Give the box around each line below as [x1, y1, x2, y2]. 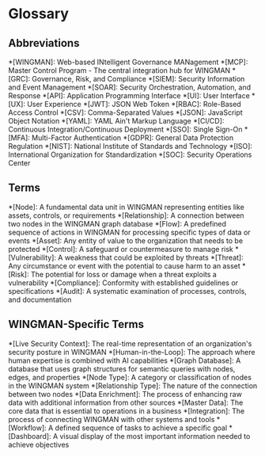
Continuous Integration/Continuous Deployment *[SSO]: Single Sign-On [8, 124, 243, 134]
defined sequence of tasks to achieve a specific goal [55, 423, 228, 432]
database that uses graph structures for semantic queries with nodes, [8, 364, 236, 373]
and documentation [8, 295, 72, 304]
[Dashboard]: [8, 431, 51, 440]
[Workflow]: [8, 423, 47, 432]
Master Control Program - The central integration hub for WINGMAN [8, 66, 231, 75]
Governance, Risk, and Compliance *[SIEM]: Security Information [31, 74, 245, 83]
